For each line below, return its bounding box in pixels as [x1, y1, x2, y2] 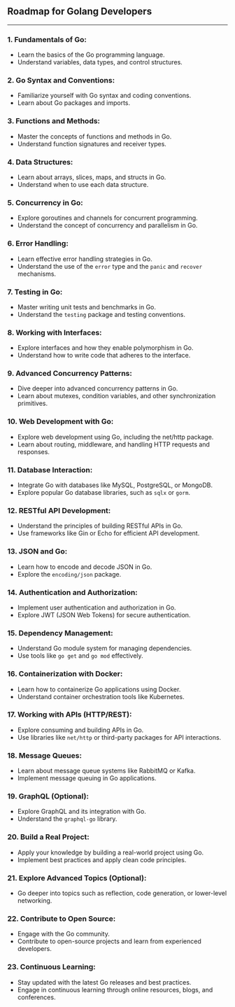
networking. [17, 896, 52, 905]
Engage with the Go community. [17, 930, 110, 938]
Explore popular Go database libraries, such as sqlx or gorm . [17, 488, 191, 497]
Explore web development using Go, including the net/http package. [17, 432, 214, 441]
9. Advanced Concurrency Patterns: [7, 369, 133, 379]
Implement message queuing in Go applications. [17, 774, 157, 782]
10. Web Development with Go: [7, 416, 114, 426]
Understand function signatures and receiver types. [17, 139, 166, 148]
